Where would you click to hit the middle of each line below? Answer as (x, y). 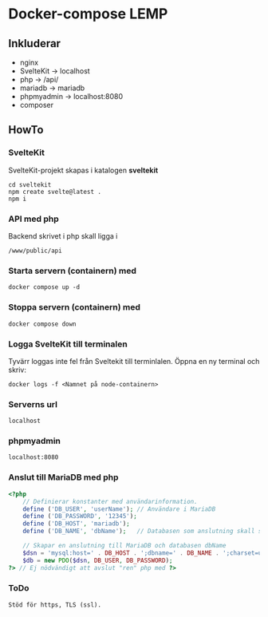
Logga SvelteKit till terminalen (68, 344)
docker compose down (43, 324)
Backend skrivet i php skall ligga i (63, 235)
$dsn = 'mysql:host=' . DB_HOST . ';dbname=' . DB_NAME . (121, 553)
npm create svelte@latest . (55, 192)
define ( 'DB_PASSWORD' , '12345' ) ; (80, 516)
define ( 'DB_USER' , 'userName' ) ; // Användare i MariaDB (119, 509)
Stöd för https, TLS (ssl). (55, 605)
